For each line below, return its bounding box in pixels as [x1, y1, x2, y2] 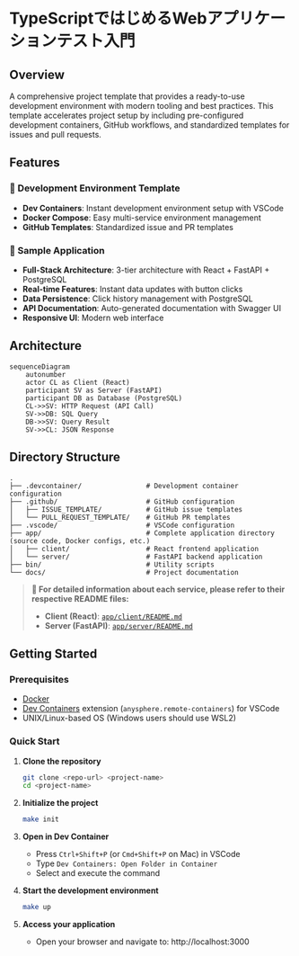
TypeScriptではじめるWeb [9, 8, 207, 29]
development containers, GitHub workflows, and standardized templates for [9, 120, 290, 130]
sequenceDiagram [9, 362, 70, 371]
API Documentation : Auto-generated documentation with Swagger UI [22, 302, 281, 313]
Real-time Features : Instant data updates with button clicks [22, 283, 243, 294]
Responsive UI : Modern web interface [22, 312, 164, 323]
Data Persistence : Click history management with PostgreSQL [22, 293, 253, 304]
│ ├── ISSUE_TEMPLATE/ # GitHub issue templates [9, 505, 243, 514]
